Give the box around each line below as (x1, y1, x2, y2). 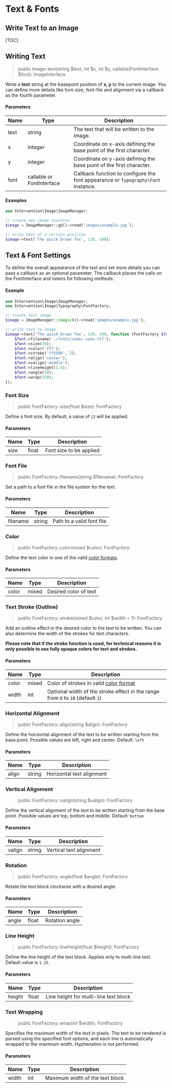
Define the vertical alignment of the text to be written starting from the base (5, 807, 165, 813)
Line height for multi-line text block (46, 993, 131, 1000)
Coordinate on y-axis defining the (73, 155, 155, 163)
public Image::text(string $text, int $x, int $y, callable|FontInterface (17, 65, 159, 72)
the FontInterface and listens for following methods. (5, 276, 114, 282)
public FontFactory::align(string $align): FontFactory (17, 721, 128, 727)
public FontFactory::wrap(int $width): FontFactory (17, 1020, 123, 1026)
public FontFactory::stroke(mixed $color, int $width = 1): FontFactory (17, 615, 163, 621)
